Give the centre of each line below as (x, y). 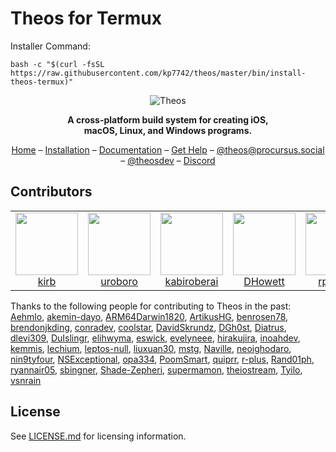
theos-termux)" (42, 82)
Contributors (51, 192)
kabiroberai (191, 281)
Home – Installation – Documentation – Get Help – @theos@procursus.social (168, 149)
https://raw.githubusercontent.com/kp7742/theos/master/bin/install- (158, 73)
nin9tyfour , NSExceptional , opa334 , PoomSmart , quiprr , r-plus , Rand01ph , (162, 359)
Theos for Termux (86, 18)
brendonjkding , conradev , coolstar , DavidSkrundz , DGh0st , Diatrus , (148, 327)
